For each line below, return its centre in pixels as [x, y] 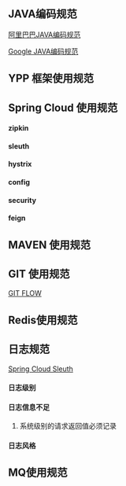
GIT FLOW [25, 293]
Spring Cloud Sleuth [41, 369]
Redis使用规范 [43, 320]
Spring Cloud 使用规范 [63, 107]
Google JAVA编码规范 [43, 51]
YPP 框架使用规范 [51, 78]
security [22, 200]
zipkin [19, 128]
